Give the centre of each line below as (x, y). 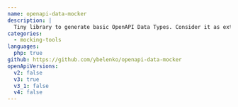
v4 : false (28, 92)
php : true (28, 53)
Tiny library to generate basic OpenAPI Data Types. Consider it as (117, 27)
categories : (25, 33)
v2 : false (28, 73)
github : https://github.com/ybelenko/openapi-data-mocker (95, 60)
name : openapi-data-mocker (47, 14)
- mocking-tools (38, 40)
